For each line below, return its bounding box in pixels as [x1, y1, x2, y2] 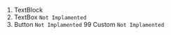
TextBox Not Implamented [13, 13, 87, 21]
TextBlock [13, 6, 43, 14]
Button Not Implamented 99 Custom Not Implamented [13, 21, 165, 28]
